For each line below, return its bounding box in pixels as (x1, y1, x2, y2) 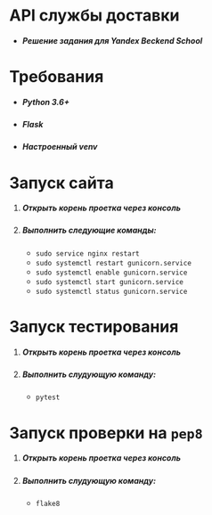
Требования (9, 66, 104, 86)
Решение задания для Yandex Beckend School (21, 35, 203, 45)
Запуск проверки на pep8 (9, 422, 203, 443)
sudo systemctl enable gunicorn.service (35, 268, 188, 277)
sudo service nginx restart (35, 249, 140, 258)
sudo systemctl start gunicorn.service (35, 277, 184, 286)
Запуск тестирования (9, 317, 179, 337)
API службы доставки (9, 5, 180, 26)
